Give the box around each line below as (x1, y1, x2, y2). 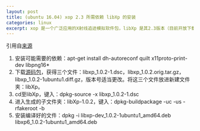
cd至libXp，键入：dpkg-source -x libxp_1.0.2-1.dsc (14, 91, 139, 98)
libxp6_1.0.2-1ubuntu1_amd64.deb (14, 119, 98, 126)
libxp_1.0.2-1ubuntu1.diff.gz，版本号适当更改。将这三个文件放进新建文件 (14, 76, 190, 83)
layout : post (6, 8, 39, 15)
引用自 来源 (6, 42, 33, 49)
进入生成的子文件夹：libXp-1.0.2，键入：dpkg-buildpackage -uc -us (14, 98, 182, 106)
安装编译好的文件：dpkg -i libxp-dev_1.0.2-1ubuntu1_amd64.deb (14, 112, 171, 119)
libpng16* (26, 62, 50, 69)
